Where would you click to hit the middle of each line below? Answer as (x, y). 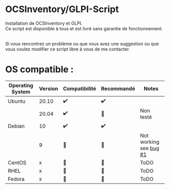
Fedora (16, 179)
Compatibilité (80, 88)
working (150, 142)
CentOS (17, 162)
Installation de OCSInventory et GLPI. (44, 23)
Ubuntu (17, 101)
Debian (16, 126)
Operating (21, 85)
